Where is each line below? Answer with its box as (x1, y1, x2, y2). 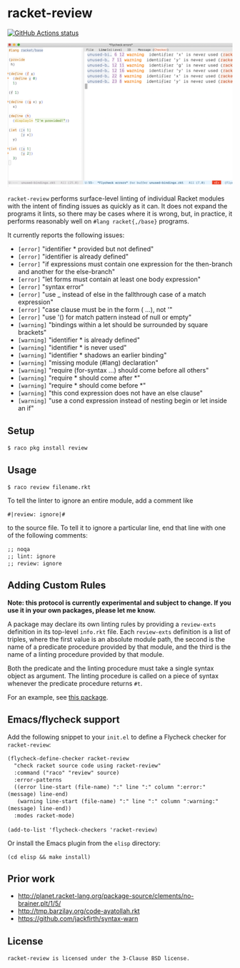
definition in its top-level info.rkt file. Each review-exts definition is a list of (7, 627, 231, 636)
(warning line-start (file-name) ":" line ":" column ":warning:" (16, 797, 219, 805)
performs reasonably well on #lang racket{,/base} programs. (7, 217, 189, 226)
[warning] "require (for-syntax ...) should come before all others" (17, 366, 209, 375)
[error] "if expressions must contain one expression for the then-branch (17, 260, 233, 268)
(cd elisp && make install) (7, 853, 91, 861)
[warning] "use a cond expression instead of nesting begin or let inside (17, 396, 227, 405)
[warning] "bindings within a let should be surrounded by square (17, 321, 209, 329)
